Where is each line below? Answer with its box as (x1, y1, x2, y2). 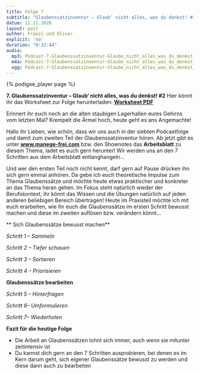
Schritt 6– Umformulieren (6, 302, 68, 309)
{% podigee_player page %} (6, 81, 76, 88)
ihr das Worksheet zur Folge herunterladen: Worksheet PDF (6, 99, 154, 106)
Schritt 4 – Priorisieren (6, 267, 61, 275)
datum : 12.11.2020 (6, 20, 52, 26)
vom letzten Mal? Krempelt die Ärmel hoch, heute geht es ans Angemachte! (6, 117, 192, 124)
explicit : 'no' (6, 36, 44, 42)
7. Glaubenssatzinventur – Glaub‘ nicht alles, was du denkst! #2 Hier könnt (6, 92, 192, 99)
